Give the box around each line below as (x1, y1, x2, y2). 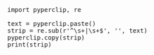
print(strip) (7, 41, 52, 48)
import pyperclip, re (7, 6, 82, 13)
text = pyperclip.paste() (7, 20, 97, 27)
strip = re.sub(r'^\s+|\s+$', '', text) (7, 27, 148, 34)
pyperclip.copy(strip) (7, 34, 85, 41)
